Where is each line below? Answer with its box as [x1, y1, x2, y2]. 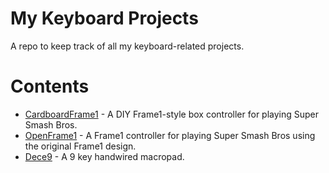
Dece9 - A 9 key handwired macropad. [24, 150, 185, 162]
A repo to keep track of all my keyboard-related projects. [10, 40, 245, 52]
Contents [10, 75, 90, 98]
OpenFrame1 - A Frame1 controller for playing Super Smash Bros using [24, 129, 316, 141]
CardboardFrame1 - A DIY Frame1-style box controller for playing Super [24, 108, 320, 120]
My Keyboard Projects [10, 7, 199, 30]
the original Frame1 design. [24, 140, 137, 152]
